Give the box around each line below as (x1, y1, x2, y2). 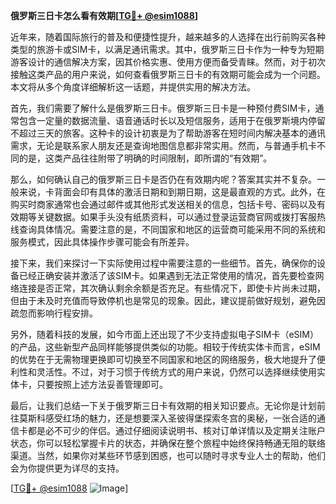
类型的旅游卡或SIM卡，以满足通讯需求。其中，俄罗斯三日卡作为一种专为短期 (10, 44, 325, 55)
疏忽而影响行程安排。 (10, 307, 98, 319)
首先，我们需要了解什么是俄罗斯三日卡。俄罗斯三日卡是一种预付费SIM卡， (10, 102, 316, 114)
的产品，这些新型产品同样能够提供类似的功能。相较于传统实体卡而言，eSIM (10, 341, 321, 353)
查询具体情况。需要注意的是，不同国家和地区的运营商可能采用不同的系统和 (18, 224, 326, 235)
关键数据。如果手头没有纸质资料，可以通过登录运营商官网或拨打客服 (36, 211, 317, 223)
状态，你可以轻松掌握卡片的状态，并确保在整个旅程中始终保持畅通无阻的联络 (10, 437, 326, 449)
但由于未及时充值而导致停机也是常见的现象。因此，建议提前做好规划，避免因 (10, 295, 326, 306)
